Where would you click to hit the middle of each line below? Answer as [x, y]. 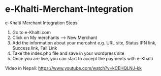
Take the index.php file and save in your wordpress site [68, 53]
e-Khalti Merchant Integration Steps [41, 23]
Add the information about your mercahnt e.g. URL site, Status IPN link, [84, 42]
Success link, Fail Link [35, 48]
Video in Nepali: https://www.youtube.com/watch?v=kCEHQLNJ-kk [73, 68]
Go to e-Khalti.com [31, 32]
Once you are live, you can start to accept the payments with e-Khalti [82, 58]
